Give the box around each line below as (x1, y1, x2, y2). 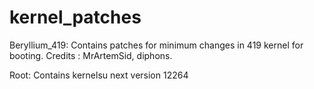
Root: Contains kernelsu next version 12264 (9, 69, 189, 81)
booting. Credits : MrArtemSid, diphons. (9, 49, 173, 61)
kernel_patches (9, 6, 142, 29)
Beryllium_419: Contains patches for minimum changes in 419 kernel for (9, 39, 304, 51)
